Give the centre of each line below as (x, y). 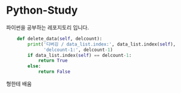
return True (53, 61)
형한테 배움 (19, 84)
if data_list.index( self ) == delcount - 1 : (80, 55)
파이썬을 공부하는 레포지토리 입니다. (48, 27)
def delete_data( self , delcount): (60, 39)
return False (54, 72)
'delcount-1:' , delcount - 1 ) (78, 50)
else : (35, 66)
